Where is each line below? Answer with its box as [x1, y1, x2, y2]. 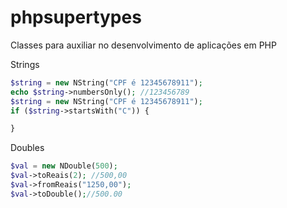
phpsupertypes [10, 6, 142, 29]
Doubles [10, 142, 45, 154]
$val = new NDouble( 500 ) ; [10, 161, 118, 171]
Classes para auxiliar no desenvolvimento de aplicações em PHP [10, 39, 277, 51]
